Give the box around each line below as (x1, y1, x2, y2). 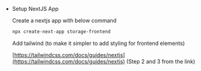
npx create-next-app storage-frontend (12, 29, 111, 35)
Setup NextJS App (12, 5, 59, 12)
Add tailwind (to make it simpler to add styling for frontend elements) (12, 39, 185, 47)
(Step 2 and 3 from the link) (126, 58, 196, 65)
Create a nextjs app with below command (12, 17, 117, 24)
